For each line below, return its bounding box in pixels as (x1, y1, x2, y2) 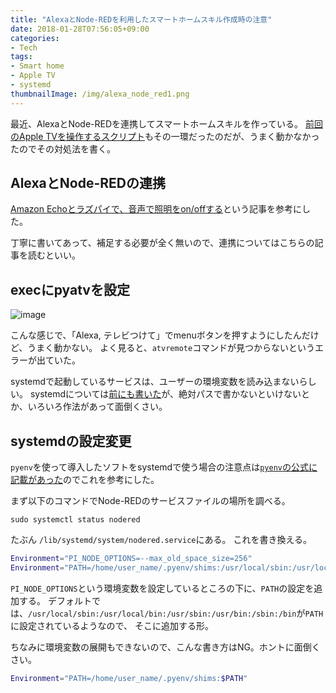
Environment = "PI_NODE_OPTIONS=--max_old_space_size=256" (10, 554, 253, 564)
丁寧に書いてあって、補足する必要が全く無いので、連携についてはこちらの (10, 237, 315, 249)
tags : (10, 52, 33, 62)
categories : (10, 33, 60, 43)
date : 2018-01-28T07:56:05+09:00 (10, 24, 150, 34)
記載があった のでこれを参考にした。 (10, 474, 160, 486)
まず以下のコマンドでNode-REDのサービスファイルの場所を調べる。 (10, 495, 291, 507)
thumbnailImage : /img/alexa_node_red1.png (10, 89, 190, 99)
